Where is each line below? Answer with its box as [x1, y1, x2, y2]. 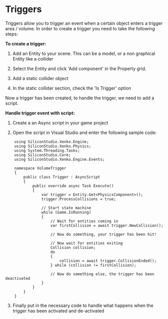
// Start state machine [41, 205, 92, 210]
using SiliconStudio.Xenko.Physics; [14, 144, 92, 149]
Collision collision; [50, 245, 96, 250]
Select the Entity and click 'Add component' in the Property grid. [12, 66, 147, 72]
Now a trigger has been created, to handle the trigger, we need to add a [5, 95, 154, 101]
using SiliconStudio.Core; [14, 152, 71, 157]
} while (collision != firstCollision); [50, 263, 137, 268]
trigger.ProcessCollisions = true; [41, 197, 116, 202]
